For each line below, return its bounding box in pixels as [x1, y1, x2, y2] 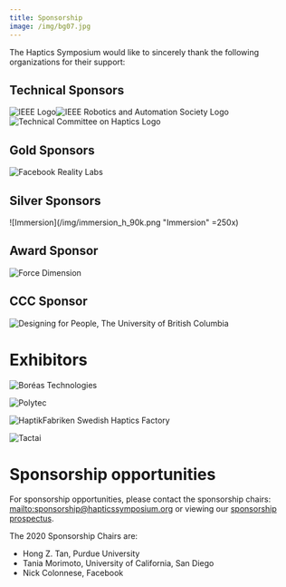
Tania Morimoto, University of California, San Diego [22, 558, 214, 569]
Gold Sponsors [9, 142, 95, 158]
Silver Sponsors [9, 192, 101, 209]
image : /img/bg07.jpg [9, 22, 91, 31]
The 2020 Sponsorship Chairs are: [9, 531, 138, 542]
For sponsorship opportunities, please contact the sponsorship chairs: [9, 494, 272, 504]
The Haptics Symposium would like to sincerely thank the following [9, 46, 260, 57]
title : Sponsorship [9, 13, 83, 23]
